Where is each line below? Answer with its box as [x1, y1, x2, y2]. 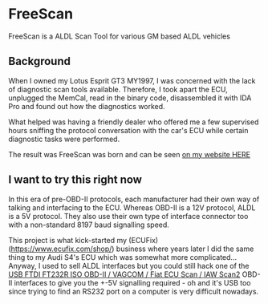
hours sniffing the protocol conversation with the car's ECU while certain [8, 125, 249, 135]
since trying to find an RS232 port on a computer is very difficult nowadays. [8, 286, 259, 296]
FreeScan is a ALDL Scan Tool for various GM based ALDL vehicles [8, 31, 231, 41]
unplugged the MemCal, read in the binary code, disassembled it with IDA [8, 93, 252, 103]
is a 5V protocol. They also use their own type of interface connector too [8, 211, 249, 221]
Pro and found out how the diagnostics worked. [8, 101, 166, 111]
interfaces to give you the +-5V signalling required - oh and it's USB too [14, 278, 251, 287]
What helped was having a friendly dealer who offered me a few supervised [8, 117, 259, 127]
